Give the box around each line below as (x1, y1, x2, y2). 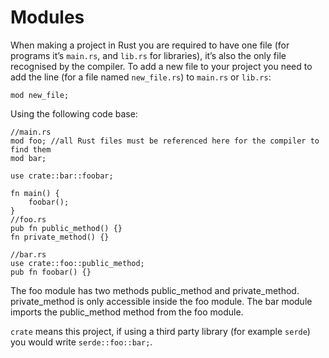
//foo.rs (10, 214, 47, 225)
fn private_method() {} (10, 232, 110, 242)
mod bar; (10, 153, 47, 163)
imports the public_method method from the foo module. (10, 306, 244, 318)
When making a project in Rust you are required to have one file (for (10, 39, 290, 51)
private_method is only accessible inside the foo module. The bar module (10, 295, 313, 307)
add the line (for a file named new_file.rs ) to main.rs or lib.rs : (10, 71, 272, 83)
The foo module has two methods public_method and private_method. (10, 284, 300, 296)
